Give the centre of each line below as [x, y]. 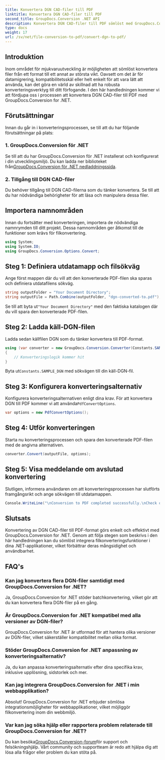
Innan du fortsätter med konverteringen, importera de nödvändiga [72, 222]
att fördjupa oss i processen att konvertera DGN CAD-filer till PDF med [76, 95]
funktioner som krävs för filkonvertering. [46, 233]
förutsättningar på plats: [29, 133]
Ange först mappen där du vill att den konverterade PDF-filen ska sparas [79, 278]
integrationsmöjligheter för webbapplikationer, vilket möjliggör [68, 707]
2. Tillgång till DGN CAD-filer [40, 179]
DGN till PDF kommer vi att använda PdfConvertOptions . [61, 404]
